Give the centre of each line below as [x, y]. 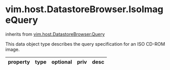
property [19, 62]
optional [62, 62]
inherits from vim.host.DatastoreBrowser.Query [55, 34]
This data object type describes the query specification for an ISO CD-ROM [85, 44]
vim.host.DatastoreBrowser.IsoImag [84, 9]
